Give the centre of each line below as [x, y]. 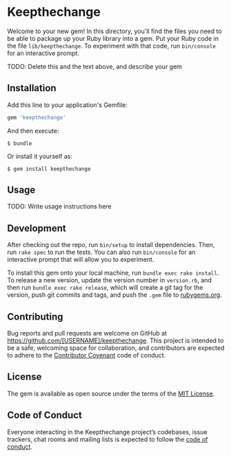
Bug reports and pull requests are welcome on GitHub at [87, 333]
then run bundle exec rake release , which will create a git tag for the [105, 288]
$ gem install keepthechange [49, 169]
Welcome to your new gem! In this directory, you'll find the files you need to [114, 31]
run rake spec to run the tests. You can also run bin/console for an [101, 252]
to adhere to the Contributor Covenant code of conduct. [87, 356]
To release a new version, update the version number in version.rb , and [110, 280]
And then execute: [33, 130]
